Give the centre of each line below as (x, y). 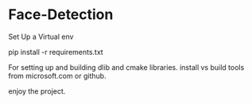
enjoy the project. (37, 91)
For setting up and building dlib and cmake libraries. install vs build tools (126, 67)
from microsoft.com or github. (57, 75)
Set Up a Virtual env (41, 37)
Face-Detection (61, 15)
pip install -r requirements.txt (56, 52)
